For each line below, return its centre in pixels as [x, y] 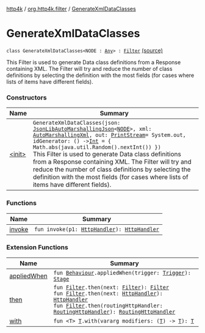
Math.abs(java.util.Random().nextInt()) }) [97, 147]
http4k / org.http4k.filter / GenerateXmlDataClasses [71, 9]
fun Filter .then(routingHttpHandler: [108, 306]
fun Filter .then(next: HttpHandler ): [108, 293]
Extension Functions [37, 247]
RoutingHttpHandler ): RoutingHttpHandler [114, 312]
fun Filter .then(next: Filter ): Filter [111, 287]
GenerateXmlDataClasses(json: [77, 123]
